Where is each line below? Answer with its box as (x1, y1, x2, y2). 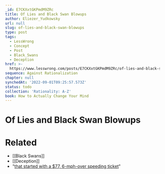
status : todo (5, 84, 32, 89)
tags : (5, 35, 16, 40)
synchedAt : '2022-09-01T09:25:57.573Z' (5, 80, 87, 85)
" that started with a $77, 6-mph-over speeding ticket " (12, 163, 121, 169)
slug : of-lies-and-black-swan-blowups (5, 25, 84, 30)
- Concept (9, 43, 29, 48)
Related (5, 137, 37, 148)
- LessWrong (9, 39, 34, 44)
